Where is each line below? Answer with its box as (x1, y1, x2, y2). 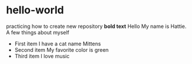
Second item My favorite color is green (14, 46, 109, 53)
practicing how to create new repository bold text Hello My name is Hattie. (6, 23, 187, 30)
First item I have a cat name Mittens (14, 40, 101, 47)
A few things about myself (6, 29, 69, 35)
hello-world (6, 3, 65, 17)
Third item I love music (14, 52, 70, 59)
